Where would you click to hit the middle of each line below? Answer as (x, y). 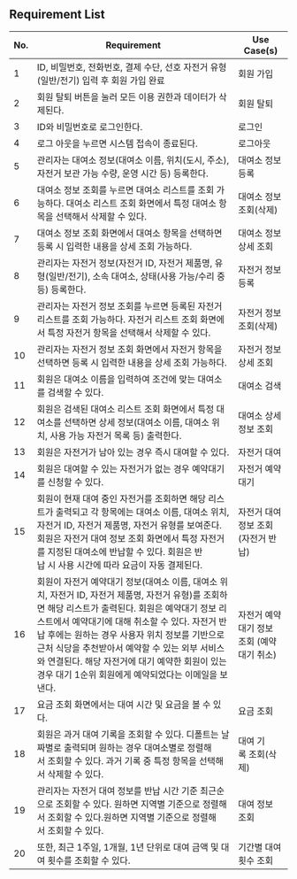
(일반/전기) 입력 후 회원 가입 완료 (101, 81)
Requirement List (57, 15)
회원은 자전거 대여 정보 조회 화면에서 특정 (118, 538)
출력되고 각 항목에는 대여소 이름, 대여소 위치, (143, 512)
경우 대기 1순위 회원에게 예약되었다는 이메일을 (127, 675)
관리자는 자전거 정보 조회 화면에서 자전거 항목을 (129, 349)
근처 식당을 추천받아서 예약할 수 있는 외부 (118, 648)
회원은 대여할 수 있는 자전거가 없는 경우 (113, 468)
